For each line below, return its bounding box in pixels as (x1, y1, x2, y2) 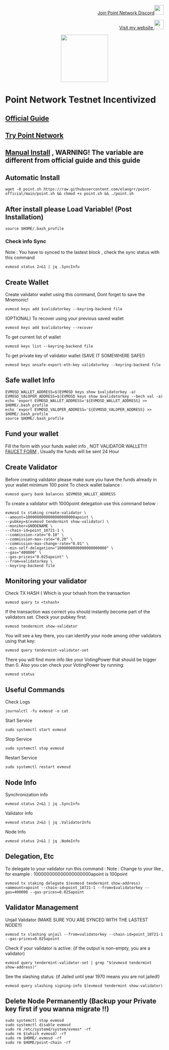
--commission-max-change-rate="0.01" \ (5, 541, 89, 546)
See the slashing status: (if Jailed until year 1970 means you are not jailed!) (5, 973, 160, 979)
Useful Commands (5, 685, 65, 694)
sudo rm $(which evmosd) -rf (5, 1031, 66, 1036)
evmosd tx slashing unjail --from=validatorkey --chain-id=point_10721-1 (5, 931, 163, 937)
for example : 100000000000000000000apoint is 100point (5, 871, 128, 877)
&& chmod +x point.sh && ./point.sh (57, 191, 134, 196)
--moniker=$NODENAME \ (5, 523, 53, 528)
